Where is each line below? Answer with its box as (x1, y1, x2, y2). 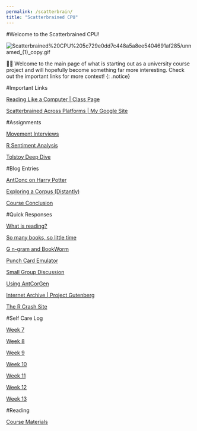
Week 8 (6, 337, 25, 345)
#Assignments (6, 118, 42, 125)
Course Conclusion (6, 199, 53, 206)
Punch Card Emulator (6, 257, 58, 264)
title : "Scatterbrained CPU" (6, 14, 78, 20)
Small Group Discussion (6, 268, 65, 275)
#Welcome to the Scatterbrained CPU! (6, 30, 100, 37)
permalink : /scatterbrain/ (6, 8, 73, 15)
